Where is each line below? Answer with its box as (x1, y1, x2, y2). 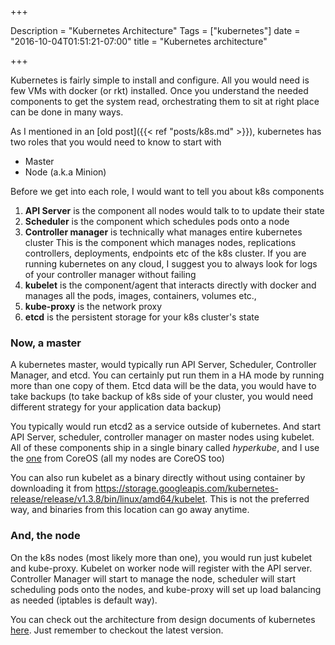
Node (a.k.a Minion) (24, 166, 107, 178)
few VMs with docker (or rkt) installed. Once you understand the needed (10, 85, 309, 96)
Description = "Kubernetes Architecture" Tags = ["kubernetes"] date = (10, 25, 301, 36)
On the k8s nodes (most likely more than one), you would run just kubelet (10, 551, 313, 563)
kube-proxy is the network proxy (24, 301, 163, 312)
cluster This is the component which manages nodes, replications (24, 237, 297, 248)
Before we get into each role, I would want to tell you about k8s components (10, 186, 325, 197)
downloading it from (10, 482, 93, 495)
